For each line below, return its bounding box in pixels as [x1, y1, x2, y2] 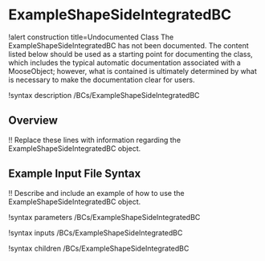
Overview [8, 114, 59, 128]
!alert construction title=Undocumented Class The [8, 32, 174, 42]
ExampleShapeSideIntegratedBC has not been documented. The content [8, 40, 249, 50]
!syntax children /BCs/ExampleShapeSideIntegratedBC [8, 243, 190, 253]
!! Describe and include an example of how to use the [8, 188, 185, 198]
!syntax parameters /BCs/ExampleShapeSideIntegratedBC [8, 212, 201, 222]
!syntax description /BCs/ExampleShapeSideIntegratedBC [8, 90, 200, 100]
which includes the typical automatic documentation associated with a [8, 58, 241, 67]
